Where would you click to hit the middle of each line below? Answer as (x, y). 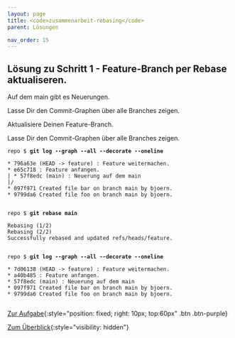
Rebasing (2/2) (30, 232)
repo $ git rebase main (43, 214)
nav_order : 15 (28, 40)
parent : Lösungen (33, 27)
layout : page (27, 14)
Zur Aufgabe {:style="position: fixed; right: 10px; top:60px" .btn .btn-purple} (118, 314)
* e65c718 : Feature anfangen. (54, 170)
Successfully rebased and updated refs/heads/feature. (90, 239)
